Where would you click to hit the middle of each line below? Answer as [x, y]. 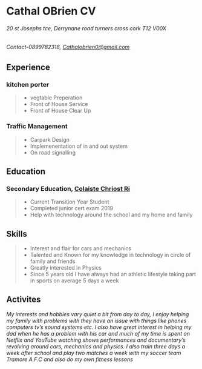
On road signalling [53, 152]
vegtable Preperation [56, 98]
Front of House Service [59, 104]
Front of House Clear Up [60, 111]
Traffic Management [37, 127]
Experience [28, 67]
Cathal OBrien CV [51, 11]
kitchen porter [28, 84]
